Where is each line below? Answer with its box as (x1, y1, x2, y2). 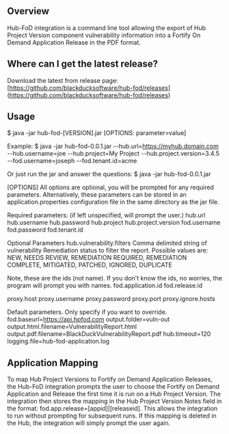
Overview (7, 5, 50, 17)
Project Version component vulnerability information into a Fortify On (7, 31, 201, 39)
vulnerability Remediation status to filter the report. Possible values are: (7, 246, 208, 254)
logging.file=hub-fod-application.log (7, 337, 110, 346)
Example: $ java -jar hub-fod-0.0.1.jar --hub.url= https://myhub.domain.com (7, 142, 219, 150)
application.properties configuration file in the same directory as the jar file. (7, 198, 220, 206)
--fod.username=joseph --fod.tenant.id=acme (7, 157, 137, 165)
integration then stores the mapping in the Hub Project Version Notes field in (7, 397, 222, 405)
